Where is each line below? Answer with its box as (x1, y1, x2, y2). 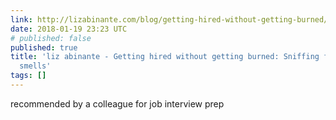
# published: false (10, 33, 92, 43)
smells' (19, 61, 52, 71)
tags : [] (10, 71, 47, 81)
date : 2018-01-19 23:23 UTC (10, 24, 128, 34)
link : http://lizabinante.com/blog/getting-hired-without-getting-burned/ (10, 14, 329, 25)
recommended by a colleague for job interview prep (10, 97, 225, 110)
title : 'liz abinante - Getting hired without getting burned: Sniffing (10, 52, 320, 62)
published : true (10, 42, 78, 53)
